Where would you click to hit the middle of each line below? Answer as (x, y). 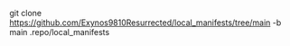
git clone (26, 13)
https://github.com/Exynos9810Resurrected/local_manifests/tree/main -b (145, 23)
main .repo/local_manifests (60, 32)
